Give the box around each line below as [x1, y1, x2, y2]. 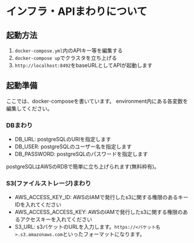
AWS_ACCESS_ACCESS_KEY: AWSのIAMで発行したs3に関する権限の [14, 209, 183, 216]
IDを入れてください [14, 201, 62, 208]
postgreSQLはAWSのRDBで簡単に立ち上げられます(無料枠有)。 [6, 163, 160, 170]
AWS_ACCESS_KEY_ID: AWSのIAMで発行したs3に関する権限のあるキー [14, 194, 189, 201]
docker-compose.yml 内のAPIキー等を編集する [14, 47, 123, 54]
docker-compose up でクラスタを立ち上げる [14, 54, 117, 61]
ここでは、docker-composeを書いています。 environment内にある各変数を [6, 98, 188, 105]
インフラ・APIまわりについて [6, 5, 148, 18]
